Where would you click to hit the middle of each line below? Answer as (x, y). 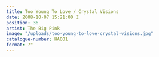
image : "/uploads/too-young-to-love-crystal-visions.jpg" (80, 34)
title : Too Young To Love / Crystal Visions (62, 12)
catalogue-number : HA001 (37, 39)
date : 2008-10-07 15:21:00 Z (42, 17)
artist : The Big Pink (33, 28)
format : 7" (20, 45)
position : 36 (22, 23)
